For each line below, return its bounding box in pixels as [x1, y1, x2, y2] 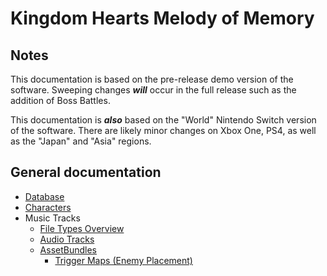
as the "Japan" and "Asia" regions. [10, 135, 152, 147]
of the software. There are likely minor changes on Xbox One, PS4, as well [10, 125, 317, 136]
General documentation [10, 164, 162, 181]
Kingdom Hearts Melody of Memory [10, 7, 315, 30]
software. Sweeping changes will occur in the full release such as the [10, 84, 297, 96]
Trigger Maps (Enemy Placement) [54, 254, 193, 266]
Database [24, 190, 65, 202]
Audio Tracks [39, 233, 95, 245]
